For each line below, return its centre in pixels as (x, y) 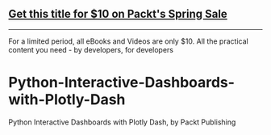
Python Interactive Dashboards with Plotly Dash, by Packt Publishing (122, 122)
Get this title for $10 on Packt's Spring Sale (118, 14)
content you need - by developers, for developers (91, 49)
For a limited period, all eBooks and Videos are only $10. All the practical (128, 41)
